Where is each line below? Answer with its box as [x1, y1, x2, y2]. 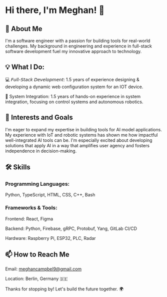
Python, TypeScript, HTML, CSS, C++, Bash [5, 192, 95, 198]
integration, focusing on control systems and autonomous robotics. [5, 99, 143, 105]
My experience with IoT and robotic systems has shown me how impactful [5, 132, 158, 138]
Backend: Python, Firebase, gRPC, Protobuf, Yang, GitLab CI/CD [5, 225, 137, 231]
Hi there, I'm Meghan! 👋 [5, 5, 105, 16]
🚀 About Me [5, 25, 42, 33]
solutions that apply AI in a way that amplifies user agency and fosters [5, 142, 150, 148]
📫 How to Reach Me [5, 250, 69, 258]
